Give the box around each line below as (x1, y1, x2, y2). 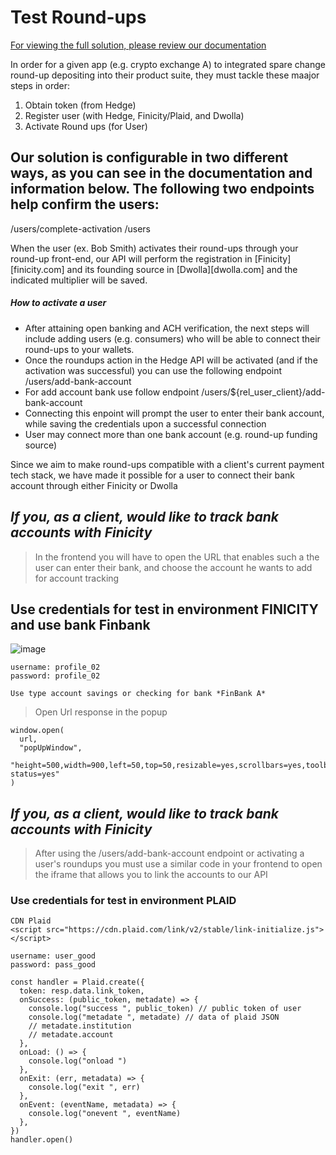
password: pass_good (10, 960, 97, 970)
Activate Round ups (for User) (24, 120, 148, 132)
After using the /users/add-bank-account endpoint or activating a (34, 847, 305, 860)
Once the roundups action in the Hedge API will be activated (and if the (24, 354, 318, 366)
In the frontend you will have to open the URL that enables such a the (34, 551, 320, 563)
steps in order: (10, 79, 70, 91)
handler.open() (10, 1135, 74, 1145)
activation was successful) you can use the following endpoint (24, 364, 283, 376)
